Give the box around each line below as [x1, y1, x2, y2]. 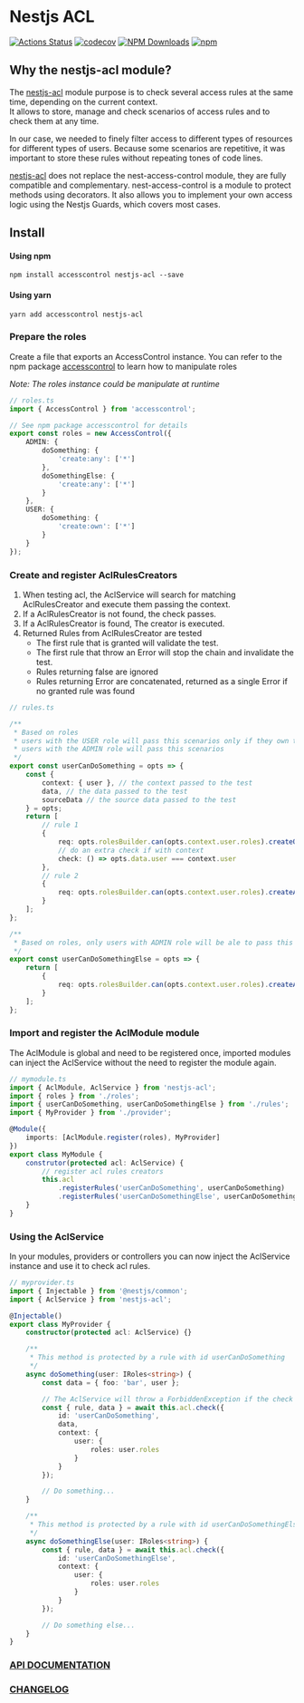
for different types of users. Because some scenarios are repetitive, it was [9, 142, 286, 153]
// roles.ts [9, 396, 54, 405]
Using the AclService [9, 1230, 104, 1243]
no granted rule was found [35, 685, 136, 696]
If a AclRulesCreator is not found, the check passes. [22, 608, 217, 619]
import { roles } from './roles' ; [9, 1091, 140, 1100]
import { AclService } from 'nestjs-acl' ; [9, 1294, 172, 1304]
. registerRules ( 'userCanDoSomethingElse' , [57, 1192, 221, 1202]
